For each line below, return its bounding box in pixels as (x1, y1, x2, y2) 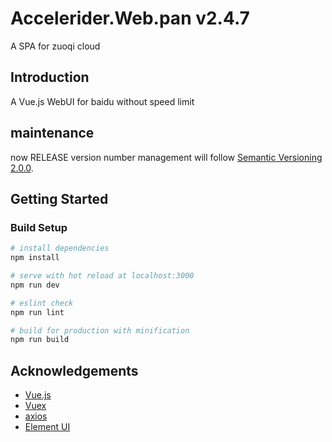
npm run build (10, 335, 70, 345)
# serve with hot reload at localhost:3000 (10, 271, 195, 281)
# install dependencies (10, 243, 110, 254)
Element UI (24, 421, 71, 433)
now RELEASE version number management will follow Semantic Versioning (10, 151, 323, 163)
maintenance (10, 125, 95, 142)
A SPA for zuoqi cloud (10, 40, 101, 52)
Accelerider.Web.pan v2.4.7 (10, 7, 250, 30)
